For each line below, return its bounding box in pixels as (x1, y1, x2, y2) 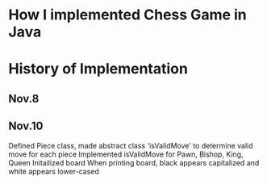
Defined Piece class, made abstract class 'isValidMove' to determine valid (8, 140, 253, 150)
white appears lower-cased (8, 166, 99, 176)
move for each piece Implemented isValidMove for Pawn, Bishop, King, (8, 149, 244, 159)
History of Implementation (8, 60, 188, 78)
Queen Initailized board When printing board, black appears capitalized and (8, 157, 260, 167)
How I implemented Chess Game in (8, 6, 248, 24)
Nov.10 (8, 119, 44, 133)
